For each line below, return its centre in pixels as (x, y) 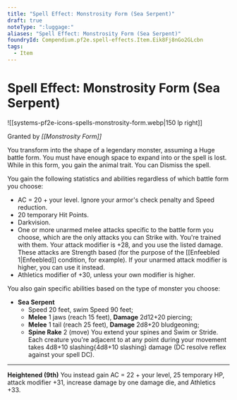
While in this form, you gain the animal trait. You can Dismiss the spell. (109, 165)
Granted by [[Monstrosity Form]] (55, 136)
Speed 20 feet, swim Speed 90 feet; (81, 309)
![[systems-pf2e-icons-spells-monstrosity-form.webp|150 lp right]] (105, 122)
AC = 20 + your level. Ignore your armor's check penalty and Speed (116, 200)
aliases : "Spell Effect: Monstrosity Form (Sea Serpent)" (94, 34)
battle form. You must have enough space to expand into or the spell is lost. (117, 157)
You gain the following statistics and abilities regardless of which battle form (118, 178)
